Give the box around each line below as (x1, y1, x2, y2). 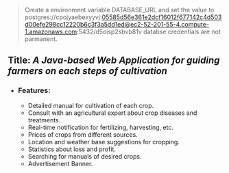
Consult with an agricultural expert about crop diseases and (27, 109, 197, 117)
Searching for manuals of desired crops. (27, 152, 143, 160)
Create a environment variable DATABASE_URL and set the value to (24, 6, 215, 14)
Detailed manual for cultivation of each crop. (27, 101, 154, 109)
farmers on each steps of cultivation (8, 65, 167, 77)
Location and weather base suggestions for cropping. (27, 137, 180, 146)
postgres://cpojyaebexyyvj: (24, 13, 102, 21)
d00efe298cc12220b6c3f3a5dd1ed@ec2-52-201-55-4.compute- (24, 21, 210, 28)
